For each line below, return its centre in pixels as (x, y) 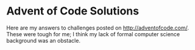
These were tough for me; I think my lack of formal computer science (93, 34)
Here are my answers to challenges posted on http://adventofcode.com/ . (97, 28)
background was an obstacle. (44, 40)
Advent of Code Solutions (73, 11)
